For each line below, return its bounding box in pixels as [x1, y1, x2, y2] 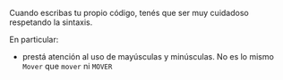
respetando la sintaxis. [9, 17, 93, 28]
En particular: [9, 35, 59, 44]
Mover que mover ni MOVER [21, 61, 113, 71]
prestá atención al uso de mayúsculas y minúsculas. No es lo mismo [21, 52, 275, 61]
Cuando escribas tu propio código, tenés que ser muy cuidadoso [9, 8, 249, 18]
